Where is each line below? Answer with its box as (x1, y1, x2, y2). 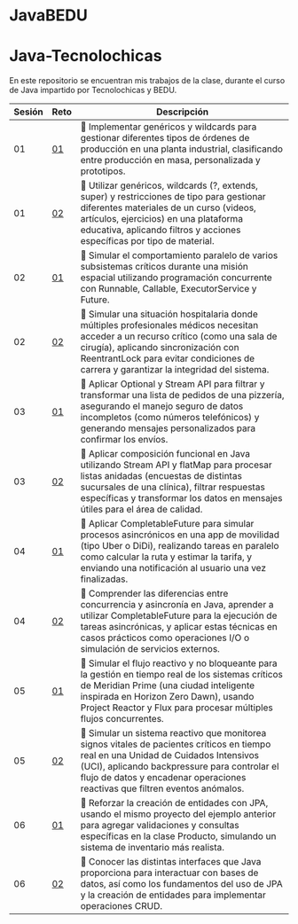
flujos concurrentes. (80, 713, 164, 725)
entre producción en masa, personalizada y (80, 154, 262, 167)
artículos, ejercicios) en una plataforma (80, 213, 244, 225)
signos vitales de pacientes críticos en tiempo (80, 738, 271, 750)
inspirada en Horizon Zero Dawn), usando (80, 691, 255, 703)
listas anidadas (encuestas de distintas (80, 470, 242, 482)
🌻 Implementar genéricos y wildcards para (80, 121, 257, 133)
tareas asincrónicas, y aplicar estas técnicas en (80, 621, 278, 633)
